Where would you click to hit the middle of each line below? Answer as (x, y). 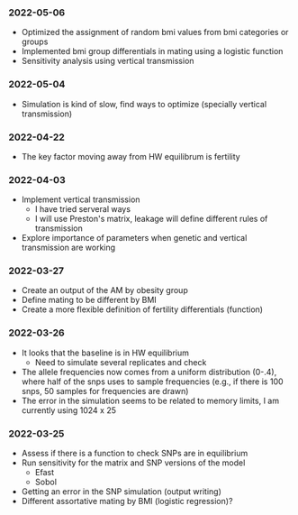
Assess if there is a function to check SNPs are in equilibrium (135, 454)
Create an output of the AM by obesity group (104, 290)
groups (35, 41)
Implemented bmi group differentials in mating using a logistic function (152, 51)
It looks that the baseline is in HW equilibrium (105, 353)
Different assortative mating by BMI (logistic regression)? (127, 501)
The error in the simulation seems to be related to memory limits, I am (150, 400)
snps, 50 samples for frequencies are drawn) (105, 391)
